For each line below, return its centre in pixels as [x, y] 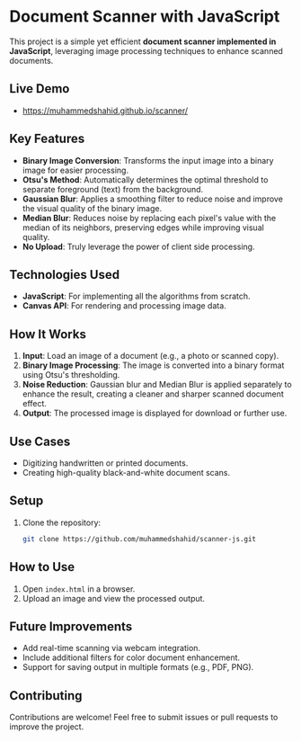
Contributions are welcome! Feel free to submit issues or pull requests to [144, 718]
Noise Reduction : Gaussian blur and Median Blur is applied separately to [157, 385]
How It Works [48, 334]
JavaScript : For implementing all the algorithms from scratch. [136, 296]
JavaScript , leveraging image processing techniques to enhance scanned [146, 50]
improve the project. [47, 727]
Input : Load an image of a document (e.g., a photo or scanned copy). [150, 356]
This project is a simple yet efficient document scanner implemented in [143, 41]
